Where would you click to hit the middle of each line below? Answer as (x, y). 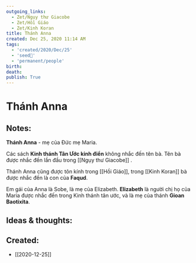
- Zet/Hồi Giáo (30, 22)
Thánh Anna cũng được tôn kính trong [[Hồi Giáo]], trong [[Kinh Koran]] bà (97, 172)
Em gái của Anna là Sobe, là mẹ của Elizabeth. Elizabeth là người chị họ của (98, 189)
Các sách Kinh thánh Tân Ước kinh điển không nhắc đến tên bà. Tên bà (94, 154)
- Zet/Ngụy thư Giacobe (40, 17)
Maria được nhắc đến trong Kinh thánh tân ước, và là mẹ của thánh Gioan (95, 196)
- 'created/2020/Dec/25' (42, 50)
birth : (14, 66)
